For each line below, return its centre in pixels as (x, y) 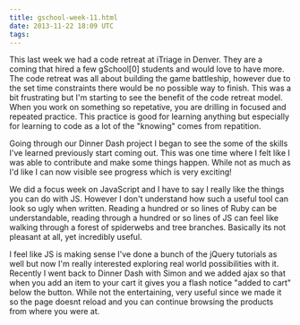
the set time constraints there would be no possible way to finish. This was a (150, 88)
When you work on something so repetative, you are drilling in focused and (148, 107)
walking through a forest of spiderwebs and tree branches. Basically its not (148, 227)
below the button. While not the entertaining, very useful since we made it (146, 293)
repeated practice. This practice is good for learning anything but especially (149, 116)
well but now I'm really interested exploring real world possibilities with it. (144, 264)
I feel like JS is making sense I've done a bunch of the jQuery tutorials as (143, 254)
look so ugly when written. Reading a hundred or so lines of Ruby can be (143, 209)
